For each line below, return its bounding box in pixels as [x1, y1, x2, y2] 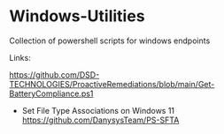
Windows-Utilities [9, 6, 145, 26]
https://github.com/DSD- [9, 69, 100, 80]
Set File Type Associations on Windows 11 [21, 105, 175, 115]
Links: [9, 52, 31, 63]
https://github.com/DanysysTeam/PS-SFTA [21, 115, 180, 125]
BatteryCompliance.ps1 [9, 88, 94, 99]
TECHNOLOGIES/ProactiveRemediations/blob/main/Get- [9, 78, 215, 89]
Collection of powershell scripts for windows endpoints [9, 35, 211, 46]
